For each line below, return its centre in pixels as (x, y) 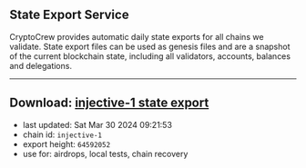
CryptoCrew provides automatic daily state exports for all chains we (137, 36)
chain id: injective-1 (62, 134)
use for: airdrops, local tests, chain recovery (105, 153)
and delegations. (41, 65)
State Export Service (69, 15)
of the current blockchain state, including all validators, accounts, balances (150, 56)
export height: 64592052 (66, 143)
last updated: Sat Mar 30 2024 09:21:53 (97, 124)
